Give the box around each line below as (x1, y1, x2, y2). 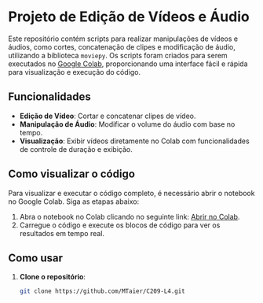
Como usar (8, 251, 64, 264)
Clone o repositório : (19, 272, 86, 282)
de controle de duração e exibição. (19, 144, 133, 153)
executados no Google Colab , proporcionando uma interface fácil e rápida (8, 59, 249, 68)
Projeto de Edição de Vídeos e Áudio (8, 8, 250, 26)
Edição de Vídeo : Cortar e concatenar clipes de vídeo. (19, 111, 196, 120)
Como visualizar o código (8, 168, 136, 181)
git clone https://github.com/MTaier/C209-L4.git (19, 287, 186, 295)
